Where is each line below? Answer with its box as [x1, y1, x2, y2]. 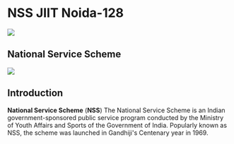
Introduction [7, 87, 64, 100]
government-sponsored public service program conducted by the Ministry [7, 113, 224, 121]
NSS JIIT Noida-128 [7, 5, 124, 21]
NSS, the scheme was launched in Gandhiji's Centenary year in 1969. [7, 128, 209, 137]
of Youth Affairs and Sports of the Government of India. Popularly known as [7, 121, 228, 129]
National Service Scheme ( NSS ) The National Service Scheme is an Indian [7, 106, 226, 114]
